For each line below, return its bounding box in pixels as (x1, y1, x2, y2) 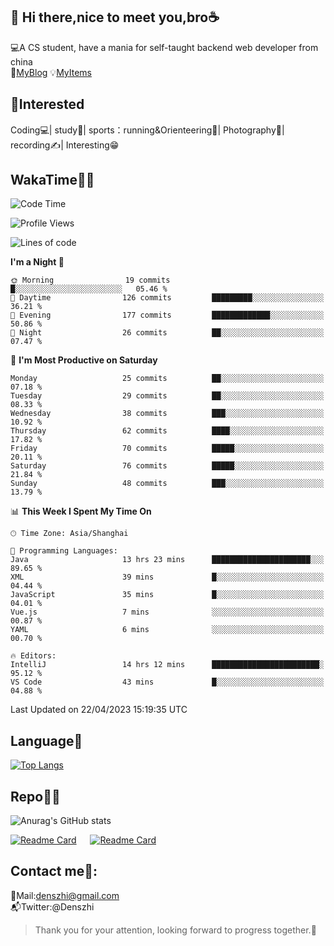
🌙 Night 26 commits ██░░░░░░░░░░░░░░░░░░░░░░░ (10, 328, 325, 338)
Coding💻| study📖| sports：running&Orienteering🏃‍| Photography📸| (10, 124, 285, 136)
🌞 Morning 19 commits (10, 275, 171, 286)
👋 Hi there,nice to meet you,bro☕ (10, 9, 220, 26)
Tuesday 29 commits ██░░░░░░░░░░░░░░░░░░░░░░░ (10, 391, 325, 401)
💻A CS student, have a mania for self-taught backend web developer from (10, 41, 319, 53)
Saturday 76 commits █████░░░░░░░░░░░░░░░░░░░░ (10, 461, 325, 471)
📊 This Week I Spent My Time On (10, 505, 152, 518)
